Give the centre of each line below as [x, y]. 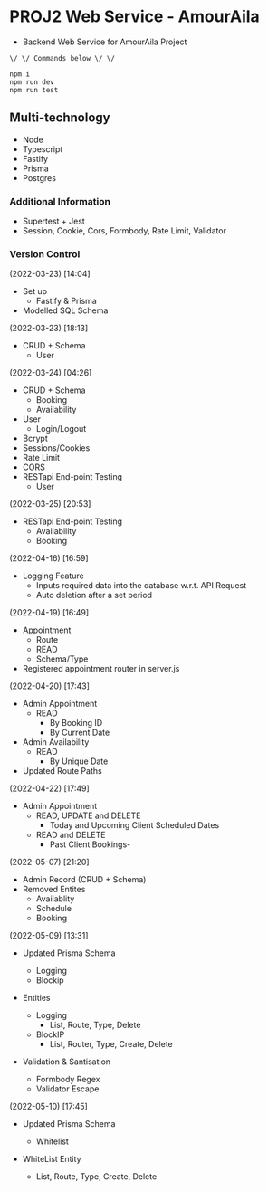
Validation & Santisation [67, 1062]
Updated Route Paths [62, 771]
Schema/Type [62, 659]
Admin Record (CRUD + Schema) [84, 880]
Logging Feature [53, 576]
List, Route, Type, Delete [95, 1025]
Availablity [55, 899]
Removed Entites [54, 890]
